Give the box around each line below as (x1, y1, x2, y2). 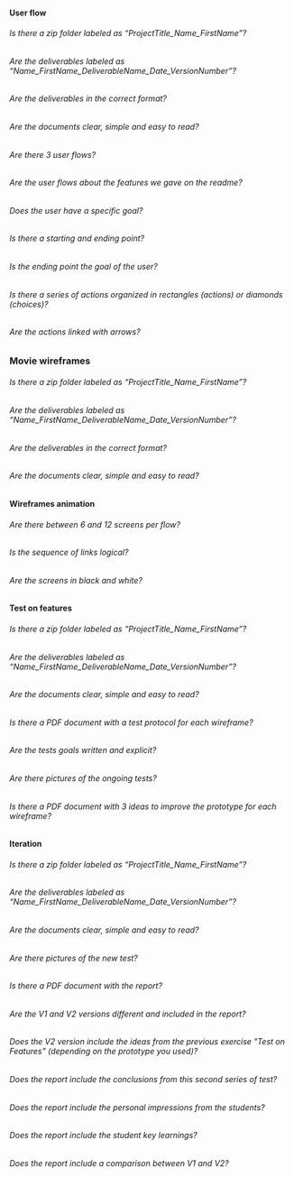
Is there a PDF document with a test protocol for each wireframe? (9, 717, 254, 728)
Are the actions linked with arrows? (9, 326, 142, 337)
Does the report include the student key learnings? (9, 1130, 198, 1141)
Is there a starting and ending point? (9, 233, 145, 244)
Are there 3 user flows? (9, 149, 96, 160)
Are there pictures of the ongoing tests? (9, 772, 158, 784)
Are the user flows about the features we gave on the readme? (9, 177, 243, 189)
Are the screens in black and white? (9, 575, 142, 585)
